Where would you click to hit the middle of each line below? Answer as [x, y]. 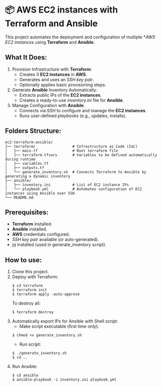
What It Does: [26, 58]
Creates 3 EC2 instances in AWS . [53, 74]
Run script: [30, 344]
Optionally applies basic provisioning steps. [63, 85]
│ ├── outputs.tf [25, 168]
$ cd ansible [25, 375]
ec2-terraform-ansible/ [29, 142]
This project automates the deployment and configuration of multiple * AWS [80, 37]
